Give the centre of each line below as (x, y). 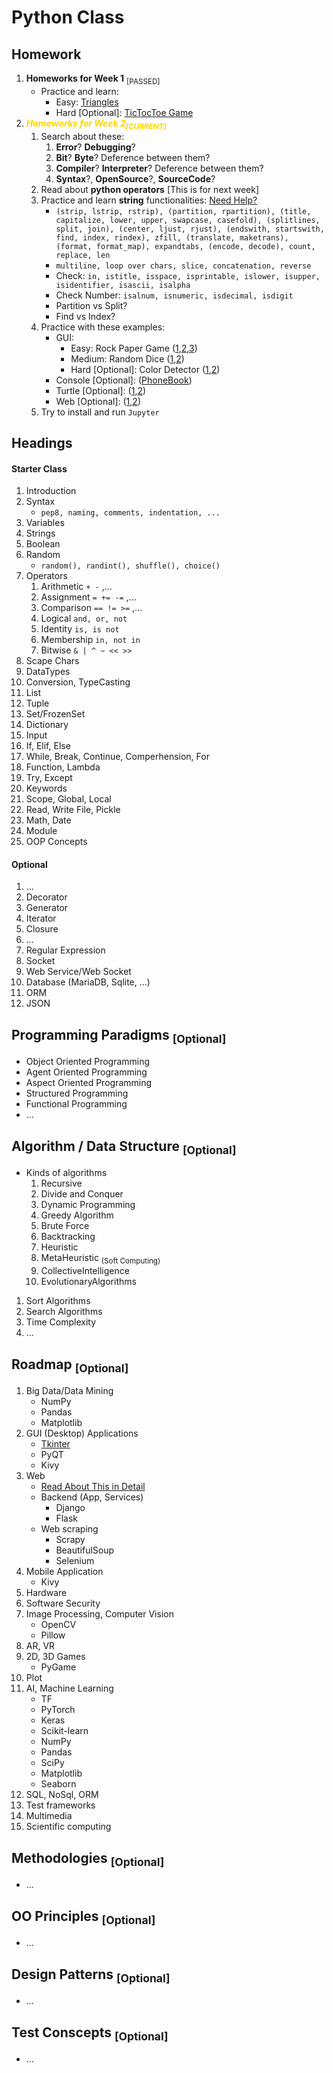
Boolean (43, 544)
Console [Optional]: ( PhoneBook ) (124, 380)
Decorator (46, 897)
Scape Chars (52, 661)
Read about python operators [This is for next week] (149, 189)
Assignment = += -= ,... (88, 597)
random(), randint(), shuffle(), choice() (130, 566)
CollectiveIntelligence (85, 1271)
